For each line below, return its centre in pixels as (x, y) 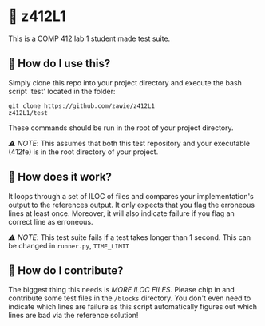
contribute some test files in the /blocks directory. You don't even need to (130, 298)
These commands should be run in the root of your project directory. (121, 128)
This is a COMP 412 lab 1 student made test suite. (89, 38)
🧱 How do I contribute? (66, 270)
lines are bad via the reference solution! (73, 316)
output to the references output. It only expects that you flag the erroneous (132, 205)
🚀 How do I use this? (59, 64)
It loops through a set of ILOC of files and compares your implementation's (131, 196)
